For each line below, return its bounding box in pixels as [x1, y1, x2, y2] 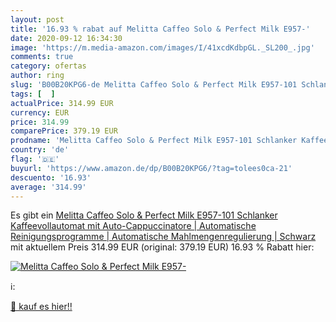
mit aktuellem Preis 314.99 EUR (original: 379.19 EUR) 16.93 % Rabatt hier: [10, 241, 315, 253]
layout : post [10, 14, 65, 25]
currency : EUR [10, 107, 70, 118]
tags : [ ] [10, 89, 56, 99]
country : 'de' [10, 145, 70, 155]
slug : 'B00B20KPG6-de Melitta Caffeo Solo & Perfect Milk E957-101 [10, 80, 298, 90]
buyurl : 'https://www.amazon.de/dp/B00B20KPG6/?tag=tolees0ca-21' [10, 163, 293, 173]
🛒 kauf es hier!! [10, 301, 73, 313]
